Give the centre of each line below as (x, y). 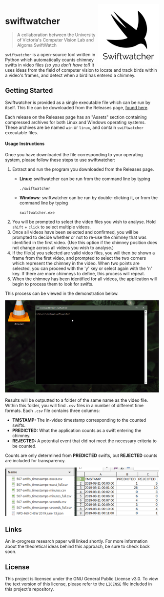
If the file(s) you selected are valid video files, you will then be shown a (83, 253)
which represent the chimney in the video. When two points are (76, 263)
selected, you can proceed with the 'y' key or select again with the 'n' (82, 268)
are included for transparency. (35, 461)
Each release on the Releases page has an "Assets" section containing (76, 117)
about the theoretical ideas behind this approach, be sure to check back (77, 546)
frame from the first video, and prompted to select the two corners (79, 258)
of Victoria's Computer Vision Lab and (55, 40)
